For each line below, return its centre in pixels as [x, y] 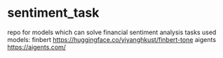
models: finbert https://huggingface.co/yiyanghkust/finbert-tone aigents [111, 39]
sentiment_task [53, 13]
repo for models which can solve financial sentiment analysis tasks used [112, 32]
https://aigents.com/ [37, 47]
